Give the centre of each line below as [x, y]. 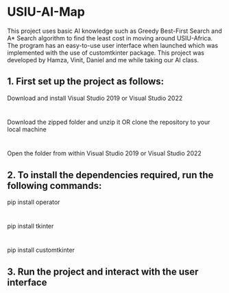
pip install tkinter [31, 226]
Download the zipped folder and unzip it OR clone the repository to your [109, 122]
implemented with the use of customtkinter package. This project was [106, 53]
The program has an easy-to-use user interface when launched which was [112, 45]
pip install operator [34, 202]
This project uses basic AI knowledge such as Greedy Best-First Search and [114, 31]
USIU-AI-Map [46, 12]
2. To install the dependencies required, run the [110, 175]
